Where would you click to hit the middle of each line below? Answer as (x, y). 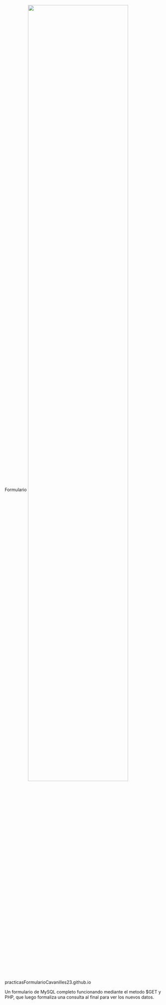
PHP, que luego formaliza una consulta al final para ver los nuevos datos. (80, 997)
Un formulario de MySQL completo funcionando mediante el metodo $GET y (83, 992)
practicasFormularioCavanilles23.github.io (48, 982)
